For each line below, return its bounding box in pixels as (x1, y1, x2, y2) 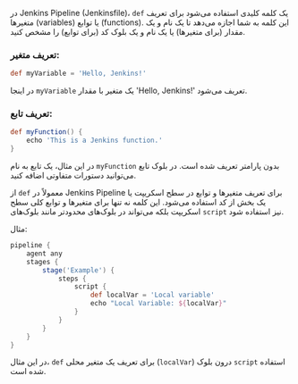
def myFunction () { (10, 128, 83, 137)
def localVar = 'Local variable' (89, 290, 216, 300)
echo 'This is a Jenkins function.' (26, 136, 164, 146)
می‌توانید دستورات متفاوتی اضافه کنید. (10, 170, 137, 181)
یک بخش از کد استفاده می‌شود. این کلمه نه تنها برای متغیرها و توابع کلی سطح (10, 196, 267, 208)
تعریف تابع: (10, 107, 53, 120)
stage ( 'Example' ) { (42, 265, 115, 275)
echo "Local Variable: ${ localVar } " (89, 299, 227, 308)
